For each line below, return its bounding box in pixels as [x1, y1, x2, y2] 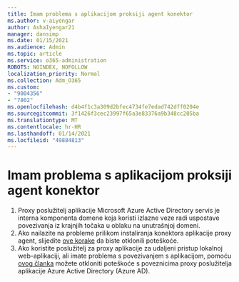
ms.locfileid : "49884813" [7, 136, 84, 143]
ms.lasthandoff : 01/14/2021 [7, 130, 91, 137]
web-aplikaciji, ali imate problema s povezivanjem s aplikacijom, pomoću [17, 251, 232, 261]
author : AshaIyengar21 [7, 24, 75, 31]
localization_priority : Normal [7, 70, 101, 77]
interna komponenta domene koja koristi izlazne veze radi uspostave [17, 213, 220, 222]
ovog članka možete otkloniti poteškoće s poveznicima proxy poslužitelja [17, 259, 232, 268]
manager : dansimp [7, 30, 59, 38]
